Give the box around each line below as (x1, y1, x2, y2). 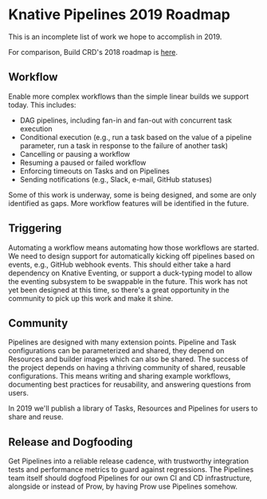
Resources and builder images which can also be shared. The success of (8, 354, 249, 364)
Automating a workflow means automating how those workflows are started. (8, 243, 259, 252)
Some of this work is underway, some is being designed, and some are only (8, 189, 257, 200)
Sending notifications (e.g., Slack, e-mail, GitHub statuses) (19, 174, 213, 184)
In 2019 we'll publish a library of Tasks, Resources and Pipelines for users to (8, 403, 258, 413)
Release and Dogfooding (8, 435, 133, 449)
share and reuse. (8, 412, 64, 422)
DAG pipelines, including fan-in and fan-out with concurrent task (19, 115, 233, 125)
